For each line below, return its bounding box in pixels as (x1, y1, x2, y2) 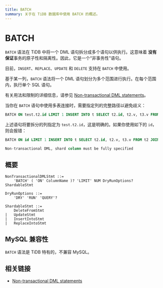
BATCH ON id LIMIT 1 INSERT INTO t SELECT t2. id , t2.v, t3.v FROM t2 (5, 137, 149, 142)
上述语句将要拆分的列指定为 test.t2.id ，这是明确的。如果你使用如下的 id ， (5, 122, 157, 128)
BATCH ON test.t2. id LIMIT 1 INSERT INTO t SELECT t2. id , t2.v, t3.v (5, 112, 149, 117)
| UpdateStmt (5, 212, 36, 217)
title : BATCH (5, 7, 32, 12)
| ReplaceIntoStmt (5, 220, 47, 226)
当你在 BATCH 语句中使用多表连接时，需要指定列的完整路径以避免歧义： (5, 102, 146, 108)
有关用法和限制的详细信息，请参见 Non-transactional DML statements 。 (5, 92, 149, 98)
